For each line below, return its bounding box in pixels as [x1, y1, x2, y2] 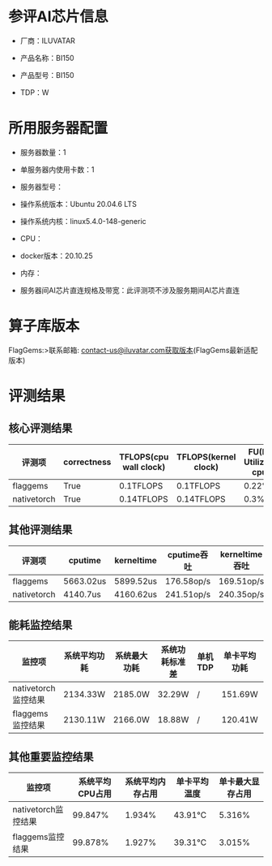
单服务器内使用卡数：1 [19, 164, 95, 174]
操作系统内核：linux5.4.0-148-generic [19, 216, 147, 226]
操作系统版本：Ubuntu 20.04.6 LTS [19, 199, 138, 209]
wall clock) [122, 461, 166, 472]
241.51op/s [164, 588, 211, 600]
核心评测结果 [8, 421, 73, 435]
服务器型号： [19, 182, 63, 192]
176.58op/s [164, 575, 211, 587]
